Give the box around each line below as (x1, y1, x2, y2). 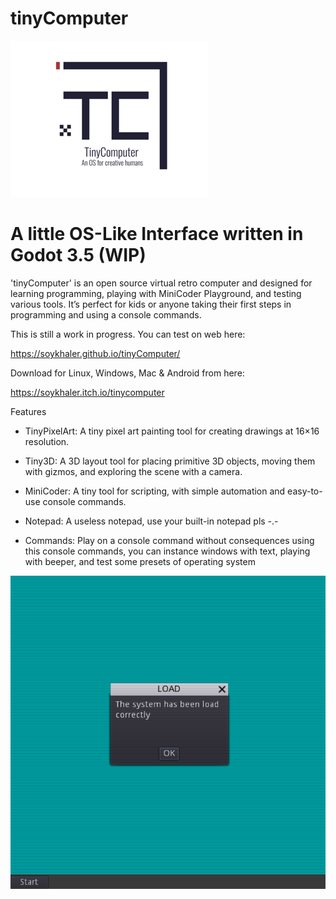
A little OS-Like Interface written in (10, 223, 304, 246)
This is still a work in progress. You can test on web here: (10, 328, 246, 340)
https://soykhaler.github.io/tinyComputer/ (10, 347, 181, 359)
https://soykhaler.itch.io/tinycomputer (10, 386, 165, 398)
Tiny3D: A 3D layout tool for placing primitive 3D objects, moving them (24, 455, 316, 467)
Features (10, 405, 47, 417)
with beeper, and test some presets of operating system (24, 555, 256, 567)
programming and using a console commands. (10, 308, 202, 321)
